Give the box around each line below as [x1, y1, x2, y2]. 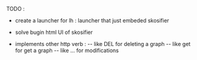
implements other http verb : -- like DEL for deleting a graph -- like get [15, 41, 191, 47]
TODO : [6, 5, 25, 12]
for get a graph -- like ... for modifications [15, 47, 119, 54]
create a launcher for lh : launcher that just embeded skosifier [15, 17, 170, 24]
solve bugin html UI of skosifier [15, 28, 93, 36]
